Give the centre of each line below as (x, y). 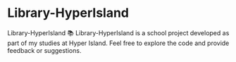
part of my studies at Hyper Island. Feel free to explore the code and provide (118, 43)
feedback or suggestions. (44, 50)
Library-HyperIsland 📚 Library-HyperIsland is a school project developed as (118, 32)
